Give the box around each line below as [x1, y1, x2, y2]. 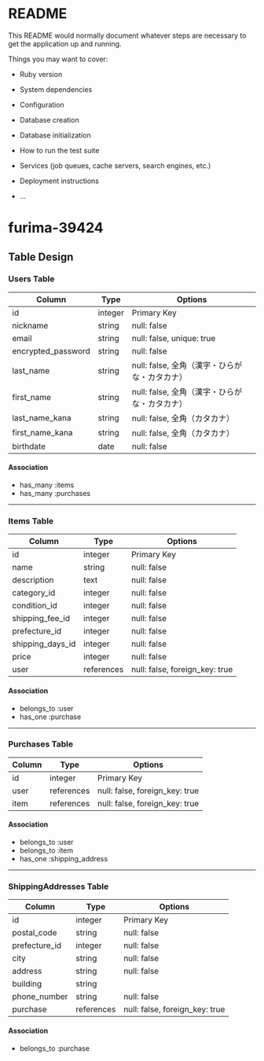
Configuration [19, 100, 64, 109]
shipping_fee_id [12, 613, 71, 624]
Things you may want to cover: [8, 54, 108, 64]
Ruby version [19, 69, 63, 79]
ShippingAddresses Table [8, 881, 109, 892]
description [12, 575, 54, 586]
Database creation [19, 115, 80, 124]
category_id [12, 587, 56, 598]
